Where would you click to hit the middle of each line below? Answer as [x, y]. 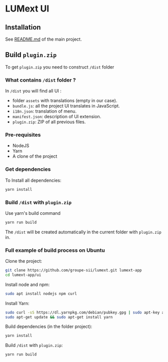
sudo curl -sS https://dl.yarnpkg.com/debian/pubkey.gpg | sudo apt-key [82, 312]
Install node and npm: [27, 284]
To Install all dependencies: [33, 180]
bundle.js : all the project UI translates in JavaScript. [66, 106]
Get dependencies [28, 169]
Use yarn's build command [33, 213]
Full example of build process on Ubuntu [55, 250]
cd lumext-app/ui [23, 275]
